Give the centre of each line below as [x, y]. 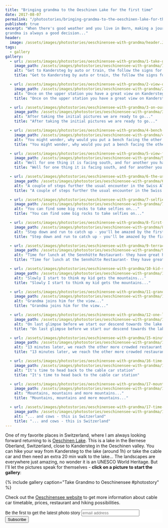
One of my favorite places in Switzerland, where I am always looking [75, 435]
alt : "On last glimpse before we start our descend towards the [82, 324]
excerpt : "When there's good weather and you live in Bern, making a [79, 29]
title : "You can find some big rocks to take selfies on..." [79, 214]
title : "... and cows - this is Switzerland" [62, 421]
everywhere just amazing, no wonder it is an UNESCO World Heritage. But [81, 462]
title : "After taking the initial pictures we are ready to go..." [86, 121]
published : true [22, 24]
